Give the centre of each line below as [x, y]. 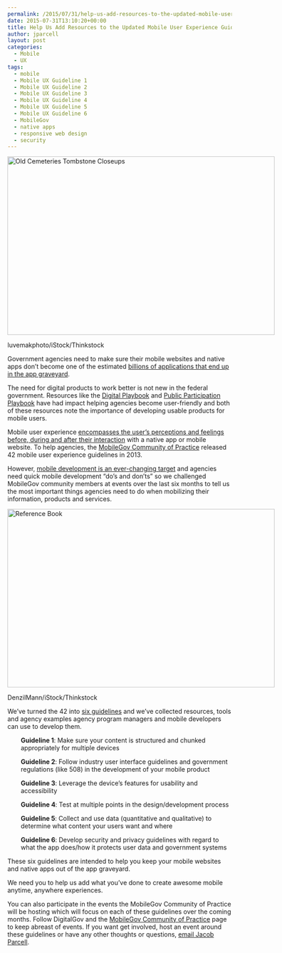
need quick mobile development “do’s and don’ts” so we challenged [107, 476]
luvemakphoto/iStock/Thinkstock [56, 345]
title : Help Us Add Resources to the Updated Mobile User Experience [113, 27]
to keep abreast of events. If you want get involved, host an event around [115, 927]
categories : [25, 47]
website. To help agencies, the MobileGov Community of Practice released [117, 448]
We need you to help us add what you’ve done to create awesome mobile [115, 883]
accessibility [39, 791]
